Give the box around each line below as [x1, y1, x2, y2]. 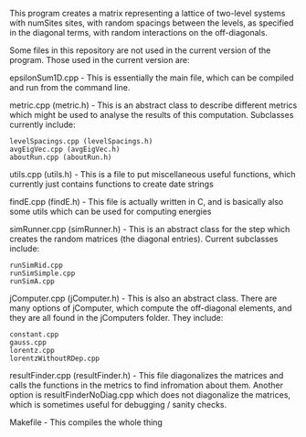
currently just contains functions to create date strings [9, 178, 215, 189]
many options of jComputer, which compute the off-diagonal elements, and [9, 303, 292, 314]
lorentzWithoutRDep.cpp [9, 354, 100, 363]
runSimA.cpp [9, 277, 55, 286]
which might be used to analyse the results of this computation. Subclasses [9, 110, 294, 120]
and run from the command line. [9, 82, 131, 92]
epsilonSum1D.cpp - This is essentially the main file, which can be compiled [9, 72, 294, 83]
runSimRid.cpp [9, 261, 64, 270]
